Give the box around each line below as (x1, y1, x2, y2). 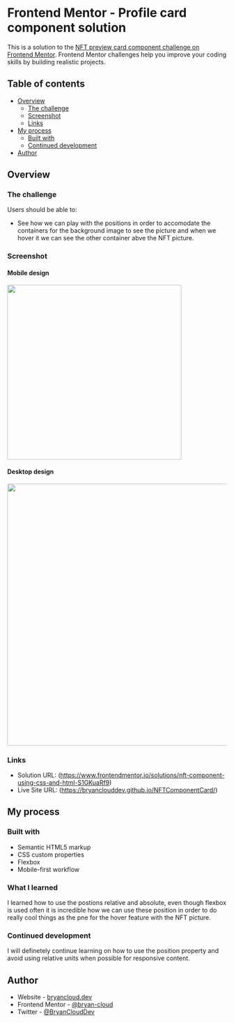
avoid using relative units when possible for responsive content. (7, 954, 190, 962)
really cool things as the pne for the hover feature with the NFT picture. (7, 913, 211, 922)
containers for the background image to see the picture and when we (17, 226, 217, 235)
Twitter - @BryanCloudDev (17, 1008, 95, 1016)
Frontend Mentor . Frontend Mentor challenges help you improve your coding (7, 50, 227, 59)
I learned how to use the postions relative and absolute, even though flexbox (7, 899, 227, 907)
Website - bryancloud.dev (17, 993, 93, 1001)
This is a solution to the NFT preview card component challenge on (7, 43, 200, 51)
